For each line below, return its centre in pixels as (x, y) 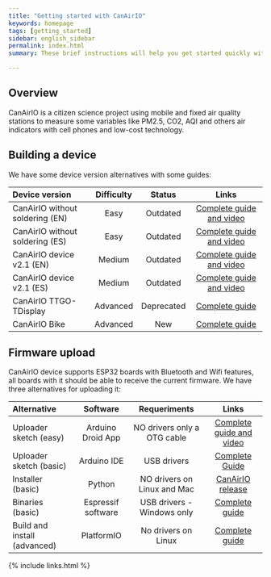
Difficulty (114, 194)
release (233, 489)
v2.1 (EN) (31, 265)
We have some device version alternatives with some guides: (110, 174)
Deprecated (163, 306)
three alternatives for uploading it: (65, 389)
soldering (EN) (40, 218)
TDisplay (29, 311)
